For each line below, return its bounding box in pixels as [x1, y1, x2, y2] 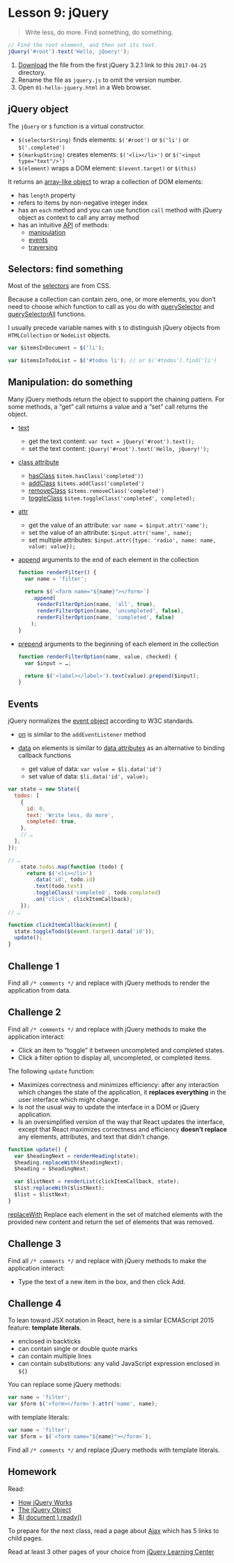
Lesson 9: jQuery [8, 5, 109, 21]
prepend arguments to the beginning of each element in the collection [17, 640, 219, 648]
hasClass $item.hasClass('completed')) [28, 471, 144, 480]
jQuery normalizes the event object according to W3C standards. [8, 716, 194, 725]
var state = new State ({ [8, 786, 80, 793]
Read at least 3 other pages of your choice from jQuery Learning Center [8, 1547, 214, 1556]
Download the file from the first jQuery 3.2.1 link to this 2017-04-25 [17, 61, 208, 69]
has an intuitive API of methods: [17, 220, 110, 229]
